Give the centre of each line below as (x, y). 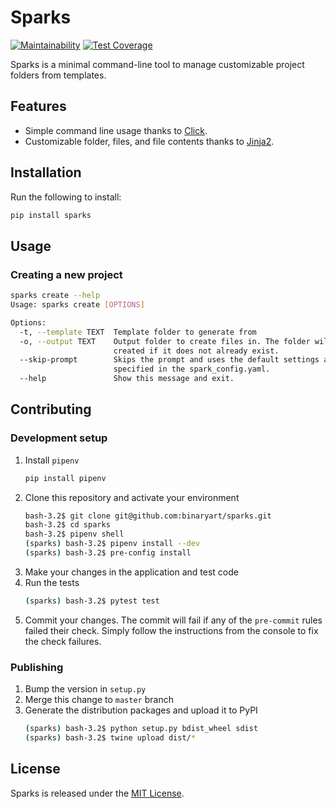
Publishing (37, 667)
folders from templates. (58, 75)
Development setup (59, 438)
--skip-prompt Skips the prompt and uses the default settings (169, 360)
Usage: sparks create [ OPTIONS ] (77, 305)
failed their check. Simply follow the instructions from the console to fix (171, 630)
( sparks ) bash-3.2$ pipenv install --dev (112, 544)
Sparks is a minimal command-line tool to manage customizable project (157, 64)
